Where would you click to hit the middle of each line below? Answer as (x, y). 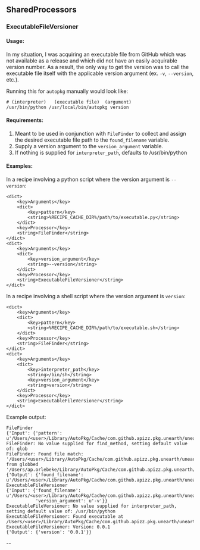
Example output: (26, 417)
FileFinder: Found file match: (45, 454)
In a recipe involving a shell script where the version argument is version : (96, 296)
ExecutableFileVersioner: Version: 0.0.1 (58, 527)
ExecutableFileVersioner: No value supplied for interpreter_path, (92, 506)
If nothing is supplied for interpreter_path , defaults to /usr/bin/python (101, 152)
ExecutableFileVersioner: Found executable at (65, 516)
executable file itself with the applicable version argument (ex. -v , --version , (100, 73)
